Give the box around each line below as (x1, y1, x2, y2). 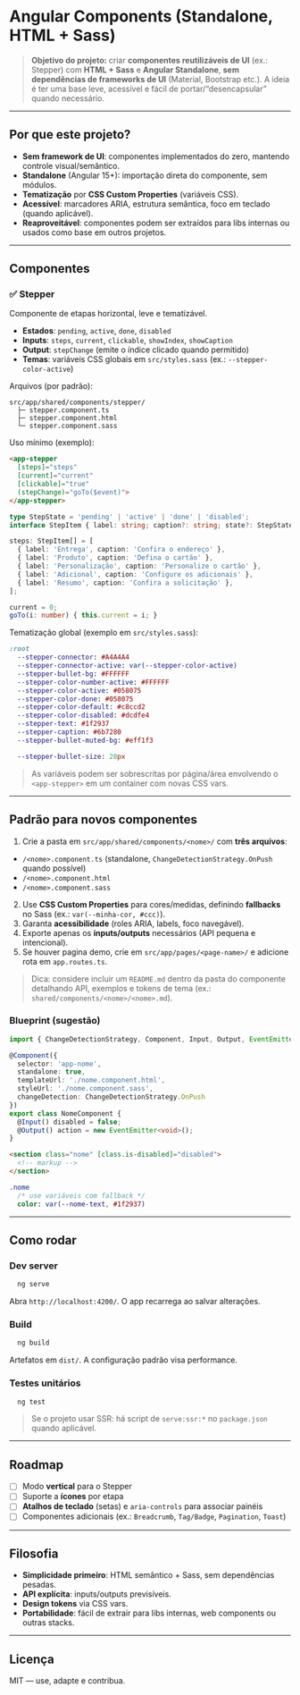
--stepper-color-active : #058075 (17, 686, 142, 695)
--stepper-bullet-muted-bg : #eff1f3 (17, 736, 154, 745)
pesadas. (21, 1580, 56, 1590)
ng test (17, 1397, 46, 1406)
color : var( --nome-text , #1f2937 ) (17, 1200, 146, 1209)
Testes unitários (9, 1377, 81, 1389)
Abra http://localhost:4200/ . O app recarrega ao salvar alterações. (9, 1296, 261, 1307)
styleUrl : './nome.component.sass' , (17, 1084, 154, 1093)
